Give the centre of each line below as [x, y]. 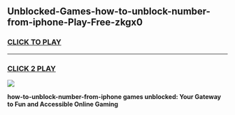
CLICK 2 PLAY [31, 68]
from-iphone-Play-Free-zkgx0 [75, 23]
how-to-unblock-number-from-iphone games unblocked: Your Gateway [114, 96]
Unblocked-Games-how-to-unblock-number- [109, 11]
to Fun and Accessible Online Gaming [63, 104]
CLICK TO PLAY [34, 43]
